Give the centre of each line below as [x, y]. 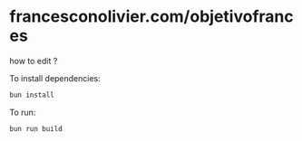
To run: [23, 112]
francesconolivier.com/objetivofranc [151, 17]
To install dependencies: [55, 78]
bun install [32, 95]
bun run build [36, 128]
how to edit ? [34, 61]
